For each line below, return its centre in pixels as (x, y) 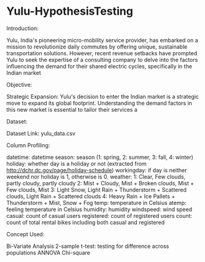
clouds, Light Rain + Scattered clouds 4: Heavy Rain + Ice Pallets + (91, 196)
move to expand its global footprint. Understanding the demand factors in (99, 103)
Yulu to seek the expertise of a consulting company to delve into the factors (102, 60)
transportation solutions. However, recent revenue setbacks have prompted (102, 53)
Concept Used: (25, 234)
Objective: (19, 85)
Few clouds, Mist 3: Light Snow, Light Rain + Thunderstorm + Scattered (97, 190)
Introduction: (22, 28)
